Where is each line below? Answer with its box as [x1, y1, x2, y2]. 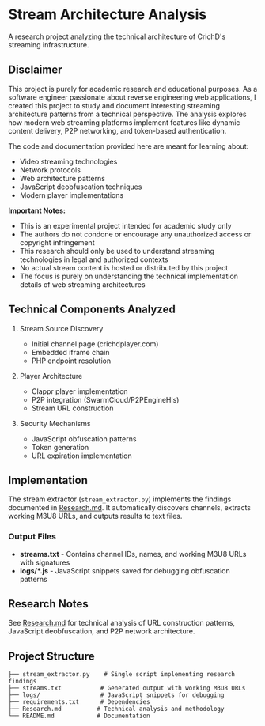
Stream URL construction [31, 403, 114, 413]
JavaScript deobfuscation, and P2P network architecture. [8, 626, 195, 636]
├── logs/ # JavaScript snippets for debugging [8, 691, 225, 699]
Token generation [31, 442, 89, 452]
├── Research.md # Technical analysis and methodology [8, 705, 225, 713]
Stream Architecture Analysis [8, 6, 207, 24]
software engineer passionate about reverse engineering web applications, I [8, 93, 256, 102]
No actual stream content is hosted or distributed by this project [19, 263, 229, 272]
